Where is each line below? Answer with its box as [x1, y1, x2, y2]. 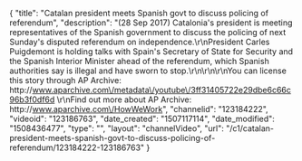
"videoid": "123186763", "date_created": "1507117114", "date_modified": [9, 113, 275, 124]
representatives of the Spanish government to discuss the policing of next [9, 27, 287, 37]
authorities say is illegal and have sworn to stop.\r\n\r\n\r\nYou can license [9, 65, 287, 76]
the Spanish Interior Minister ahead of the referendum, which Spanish [9, 56, 269, 66]
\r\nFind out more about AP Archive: [56, 94, 192, 105]
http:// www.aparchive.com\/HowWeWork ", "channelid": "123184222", [9, 104, 269, 114]
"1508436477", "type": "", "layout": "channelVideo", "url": [9, 123, 225, 134]
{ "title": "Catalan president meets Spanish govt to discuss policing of [9, 8, 269, 18]
